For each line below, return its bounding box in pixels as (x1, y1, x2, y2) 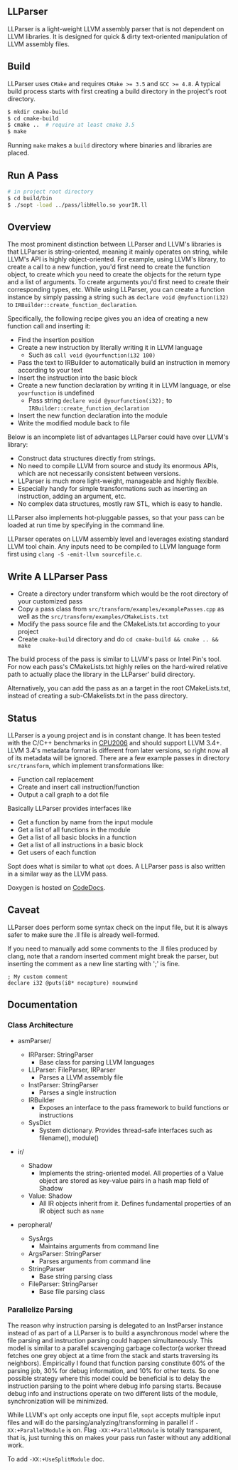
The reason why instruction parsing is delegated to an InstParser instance (7, 1321, 224, 1330)
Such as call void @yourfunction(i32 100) (28, 351, 156, 359)
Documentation (7, 999, 78, 1011)
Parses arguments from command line (38, 1257, 151, 1265)
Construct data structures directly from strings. (17, 454, 156, 462)
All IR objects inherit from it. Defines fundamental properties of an (38, 1199, 232, 1207)
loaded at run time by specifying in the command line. (7, 521, 165, 529)
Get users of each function (17, 848, 97, 856)
